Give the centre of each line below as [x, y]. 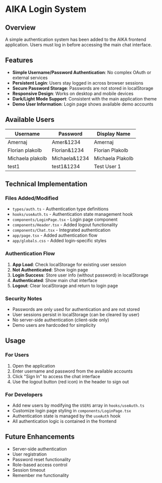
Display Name [114, 134]
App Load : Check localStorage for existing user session [69, 264]
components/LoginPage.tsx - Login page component [65, 219]
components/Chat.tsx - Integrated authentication [61, 230]
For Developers [24, 394]
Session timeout [29, 470]
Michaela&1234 [70, 158]
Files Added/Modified [32, 198]
